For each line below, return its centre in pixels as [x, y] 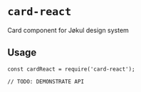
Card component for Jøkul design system [68, 30]
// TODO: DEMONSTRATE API [46, 81]
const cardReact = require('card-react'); [71, 69]
